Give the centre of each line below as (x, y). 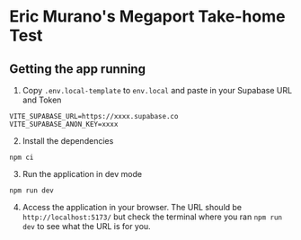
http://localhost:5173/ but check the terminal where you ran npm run (152, 217)
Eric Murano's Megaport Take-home (147, 17)
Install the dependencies (68, 141)
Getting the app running (78, 69)
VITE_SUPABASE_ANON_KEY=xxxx (64, 124)
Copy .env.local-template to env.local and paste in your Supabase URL (157, 90)
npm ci (22, 157)
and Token (42, 100)
